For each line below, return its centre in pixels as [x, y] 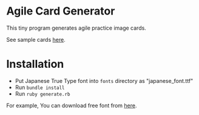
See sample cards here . [36, 39]
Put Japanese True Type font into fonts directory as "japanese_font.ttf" [104, 80]
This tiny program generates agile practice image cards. [76, 28]
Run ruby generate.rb [42, 94]
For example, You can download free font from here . [72, 105]
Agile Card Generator [61, 11]
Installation [35, 64]
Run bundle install [40, 87]
